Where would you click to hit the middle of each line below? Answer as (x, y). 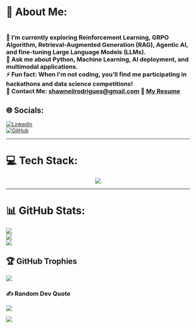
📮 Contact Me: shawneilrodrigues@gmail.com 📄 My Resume (93, 91)
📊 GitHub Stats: (46, 211)
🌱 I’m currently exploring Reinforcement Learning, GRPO (87, 37)
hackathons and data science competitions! (69, 84)
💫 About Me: (37, 12)
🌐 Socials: (25, 110)
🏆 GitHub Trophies (42, 262)
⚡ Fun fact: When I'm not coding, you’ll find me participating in (96, 74)
